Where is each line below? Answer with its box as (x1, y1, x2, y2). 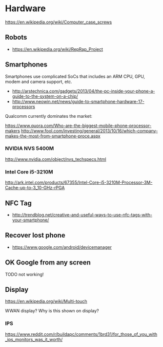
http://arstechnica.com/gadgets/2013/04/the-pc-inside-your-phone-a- (12, 88, 155, 94)
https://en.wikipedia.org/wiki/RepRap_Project (12, 46, 103, 52)
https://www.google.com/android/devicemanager (12, 244, 112, 250)
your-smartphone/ (12, 217, 49, 223)
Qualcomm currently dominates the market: (5, 113, 93, 119)
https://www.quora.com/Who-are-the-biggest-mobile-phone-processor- (5, 123, 152, 129)
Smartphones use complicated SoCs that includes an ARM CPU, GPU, (5, 73, 145, 79)
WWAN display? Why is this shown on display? (5, 308, 99, 314)
